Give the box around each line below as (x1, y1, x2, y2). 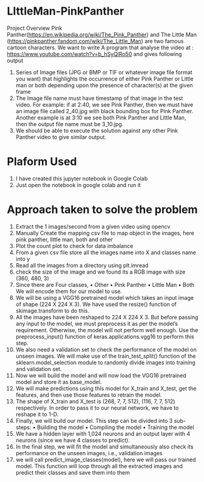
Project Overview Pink (7, 24, 63, 32)
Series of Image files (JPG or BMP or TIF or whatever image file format (15, 68, 193, 76)
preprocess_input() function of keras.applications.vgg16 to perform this (15, 333, 194, 340)
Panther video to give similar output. (15, 133, 107, 141)
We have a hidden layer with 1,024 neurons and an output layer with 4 (15, 430, 191, 437)
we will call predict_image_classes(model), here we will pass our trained (15, 456, 196, 463)
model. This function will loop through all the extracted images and (15, 462, 183, 470)
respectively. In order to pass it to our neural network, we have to (15, 404, 179, 411)
